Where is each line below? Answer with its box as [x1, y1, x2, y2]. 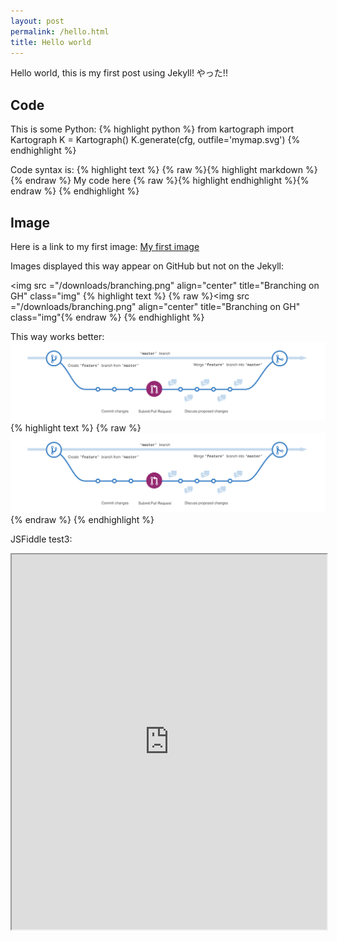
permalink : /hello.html [10, 26, 110, 37]
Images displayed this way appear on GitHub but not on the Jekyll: [10, 260, 284, 272]
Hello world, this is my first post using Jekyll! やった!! [10, 67, 228, 79]
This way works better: [10, 331, 105, 342]
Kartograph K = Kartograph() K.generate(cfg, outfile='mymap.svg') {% [10, 134, 301, 146]
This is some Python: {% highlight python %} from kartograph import [10, 123, 295, 135]
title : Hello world [10, 37, 92, 47]
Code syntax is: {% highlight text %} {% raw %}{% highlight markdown [10, 164, 304, 176]
